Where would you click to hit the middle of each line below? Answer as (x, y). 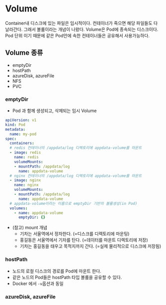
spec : (11, 139)
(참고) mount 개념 (30, 228)
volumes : (19, 208)
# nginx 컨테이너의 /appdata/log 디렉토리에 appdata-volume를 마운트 (76, 176)
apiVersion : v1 (21, 120)
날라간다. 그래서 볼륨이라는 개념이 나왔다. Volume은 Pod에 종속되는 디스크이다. (82, 29)
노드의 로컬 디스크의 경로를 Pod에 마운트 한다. (57, 271)
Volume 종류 (24, 53)
